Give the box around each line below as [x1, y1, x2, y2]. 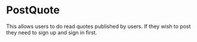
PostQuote [6, 3, 61, 17]
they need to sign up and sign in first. [6, 29, 97, 36]
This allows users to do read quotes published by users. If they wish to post [6, 23, 191, 30]
